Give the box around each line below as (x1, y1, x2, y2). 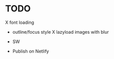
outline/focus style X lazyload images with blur (12, 29, 109, 35)
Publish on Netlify (12, 48, 49, 54)
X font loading (5, 19, 34, 25)
